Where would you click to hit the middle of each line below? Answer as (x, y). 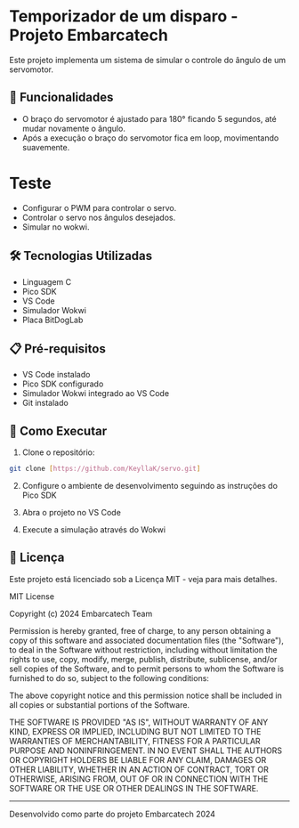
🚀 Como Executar (58, 430)
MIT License (32, 596)
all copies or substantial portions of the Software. (99, 704)
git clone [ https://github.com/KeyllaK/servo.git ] (105, 469)
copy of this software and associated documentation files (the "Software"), (147, 640)
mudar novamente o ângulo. (74, 128)
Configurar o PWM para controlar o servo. (99, 207)
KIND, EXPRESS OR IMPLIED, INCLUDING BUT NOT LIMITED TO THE (135, 731)
